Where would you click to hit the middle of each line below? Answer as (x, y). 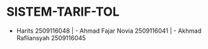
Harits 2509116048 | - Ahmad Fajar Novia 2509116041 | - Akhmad (109, 31)
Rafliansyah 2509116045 (51, 37)
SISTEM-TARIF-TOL (63, 12)
